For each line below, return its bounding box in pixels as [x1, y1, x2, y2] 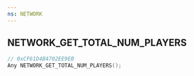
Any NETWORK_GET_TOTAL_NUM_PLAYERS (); [7, 62, 122, 70]
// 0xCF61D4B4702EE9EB [7, 55, 74, 63]
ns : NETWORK [7, 10, 42, 18]
